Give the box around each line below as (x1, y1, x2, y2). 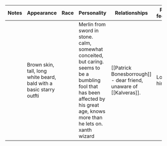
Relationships (115, 9, 148, 16)
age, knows (79, 108, 106, 115)
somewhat (79, 46, 103, 53)
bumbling (79, 77, 101, 83)
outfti (27, 92, 39, 99)
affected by (79, 95, 105, 102)
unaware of (111, 83, 138, 90)
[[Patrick (111, 65, 132, 71)
